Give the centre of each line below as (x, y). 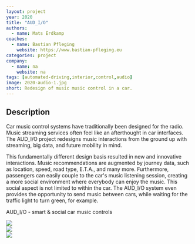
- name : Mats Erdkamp (38, 34)
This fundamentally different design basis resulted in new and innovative (94, 156)
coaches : (17, 39)
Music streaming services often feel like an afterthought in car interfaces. (95, 133)
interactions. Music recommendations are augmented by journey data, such (98, 163)
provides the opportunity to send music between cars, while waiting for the (97, 194)
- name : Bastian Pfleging (43, 45)
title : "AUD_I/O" (27, 22)
